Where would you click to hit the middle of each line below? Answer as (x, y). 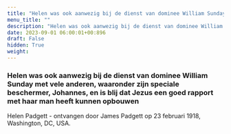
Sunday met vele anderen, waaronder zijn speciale (93, 84)
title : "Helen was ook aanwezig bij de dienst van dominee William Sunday (117, 13)
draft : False (26, 39)
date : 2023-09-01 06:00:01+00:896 (57, 32)
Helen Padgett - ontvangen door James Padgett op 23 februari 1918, (104, 116)
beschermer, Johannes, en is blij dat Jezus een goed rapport (110, 92)
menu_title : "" (29, 20)
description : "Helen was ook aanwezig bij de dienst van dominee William (115, 26)
